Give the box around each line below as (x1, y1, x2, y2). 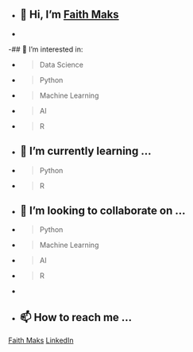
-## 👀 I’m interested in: (8, 44, 83, 54)
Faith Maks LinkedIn (8, 335, 74, 346)
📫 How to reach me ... (19, 311, 133, 324)
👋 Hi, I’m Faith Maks (19, 8, 119, 21)
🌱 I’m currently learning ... (19, 145, 152, 158)
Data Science (39, 60, 83, 69)
